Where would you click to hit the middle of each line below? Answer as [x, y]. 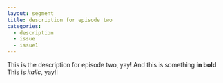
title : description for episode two [60, 20]
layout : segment [30, 13]
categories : [24, 26]
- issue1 [26, 45]
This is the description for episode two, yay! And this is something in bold [112, 65]
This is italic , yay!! [33, 72]
